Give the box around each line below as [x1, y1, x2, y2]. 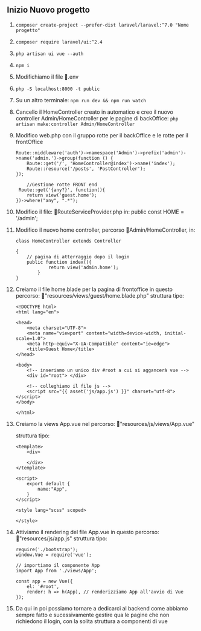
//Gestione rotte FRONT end [27, 181, 97, 188]
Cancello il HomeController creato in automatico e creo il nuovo [15, 108, 174, 116]
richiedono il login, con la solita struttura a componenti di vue [15, 617, 168, 625]
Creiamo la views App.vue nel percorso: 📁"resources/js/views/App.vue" [15, 420, 195, 427]
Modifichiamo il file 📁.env [15, 73, 79, 80]
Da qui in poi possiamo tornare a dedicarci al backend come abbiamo [15, 604, 188, 612]
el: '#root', [27, 583, 60, 589]
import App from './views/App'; [15, 567, 97, 574]
